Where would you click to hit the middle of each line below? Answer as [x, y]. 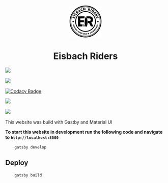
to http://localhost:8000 [32, 137]
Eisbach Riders [86, 56]
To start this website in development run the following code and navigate [84, 132]
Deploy [17, 163]
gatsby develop [31, 147]
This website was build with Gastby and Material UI [59, 122]
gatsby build [28, 175]
